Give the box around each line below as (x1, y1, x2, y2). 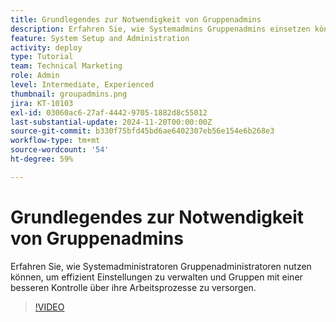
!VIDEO (34, 301, 65, 313)
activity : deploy (10, 42, 83, 53)
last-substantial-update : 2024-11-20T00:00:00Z (10, 117, 213, 127)
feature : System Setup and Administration (10, 33, 190, 43)
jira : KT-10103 (10, 98, 74, 108)
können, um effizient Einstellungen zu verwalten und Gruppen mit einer (10, 271, 303, 283)
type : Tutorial (10, 52, 74, 62)
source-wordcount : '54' (10, 145, 110, 155)
